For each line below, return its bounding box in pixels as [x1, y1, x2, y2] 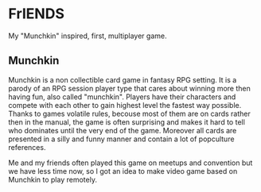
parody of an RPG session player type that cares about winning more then [8, 83, 251, 93]
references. [8, 142, 46, 152]
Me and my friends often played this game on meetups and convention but [8, 158, 253, 167]
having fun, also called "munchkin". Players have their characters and [8, 92, 236, 102]
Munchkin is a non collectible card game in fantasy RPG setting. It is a [8, 75, 237, 84]
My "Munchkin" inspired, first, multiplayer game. [8, 31, 167, 40]
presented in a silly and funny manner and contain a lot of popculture [8, 134, 235, 144]
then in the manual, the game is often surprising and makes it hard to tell [8, 117, 245, 127]
